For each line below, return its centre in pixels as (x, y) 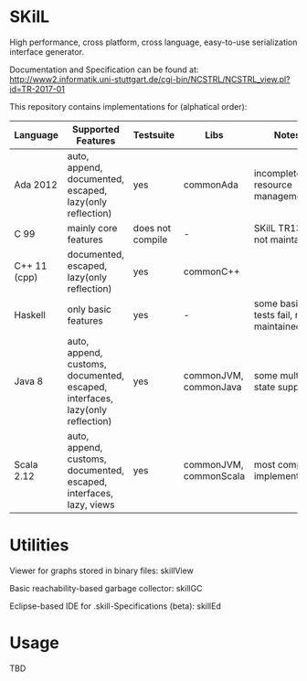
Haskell (30, 314)
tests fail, (273, 314)
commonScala (214, 475)
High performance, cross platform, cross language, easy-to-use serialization (153, 42)
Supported (96, 129)
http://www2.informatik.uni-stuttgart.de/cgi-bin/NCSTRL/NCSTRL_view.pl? (150, 79)
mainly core (92, 228)
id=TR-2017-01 (37, 89)
